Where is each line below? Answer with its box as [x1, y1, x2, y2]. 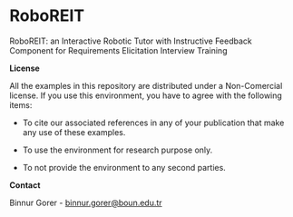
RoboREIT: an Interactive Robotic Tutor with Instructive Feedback [9, 35, 252, 46]
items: [9, 99, 33, 110]
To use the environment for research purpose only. [22, 144, 213, 155]
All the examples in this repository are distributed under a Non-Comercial [9, 80, 283, 91]
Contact [9, 179, 41, 191]
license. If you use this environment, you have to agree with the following [9, 90, 283, 101]
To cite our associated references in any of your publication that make [22, 117, 285, 128]
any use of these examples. [22, 126, 126, 137]
